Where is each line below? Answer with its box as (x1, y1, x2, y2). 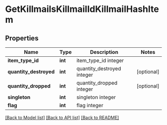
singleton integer (76, 94, 116, 101)
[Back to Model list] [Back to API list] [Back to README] (5, 115, 119, 121)
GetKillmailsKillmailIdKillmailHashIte (5, 3, 159, 15)
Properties (5, 34, 39, 42)
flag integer (76, 102, 103, 109)
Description (90, 49, 118, 55)
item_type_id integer (76, 57, 124, 64)
